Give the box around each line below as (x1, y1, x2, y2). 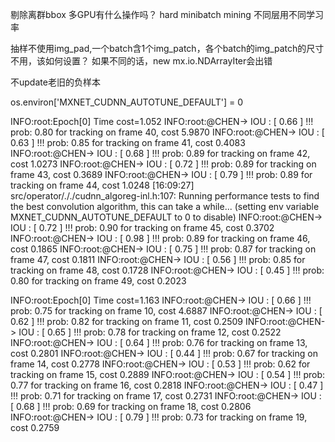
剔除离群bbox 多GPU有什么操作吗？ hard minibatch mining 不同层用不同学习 (10, 9, 324, 20)
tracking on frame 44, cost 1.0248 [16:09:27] (10, 179, 195, 191)
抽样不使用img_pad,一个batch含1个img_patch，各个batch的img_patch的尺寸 (10, 43, 325, 54)
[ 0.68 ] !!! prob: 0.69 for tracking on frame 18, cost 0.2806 (10, 401, 252, 412)
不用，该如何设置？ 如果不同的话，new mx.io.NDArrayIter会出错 (10, 55, 273, 67)
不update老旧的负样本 (10, 76, 101, 88)
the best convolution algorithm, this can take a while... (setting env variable (10, 201, 320, 212)
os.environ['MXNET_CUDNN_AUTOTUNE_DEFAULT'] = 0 (10, 96, 243, 108)
